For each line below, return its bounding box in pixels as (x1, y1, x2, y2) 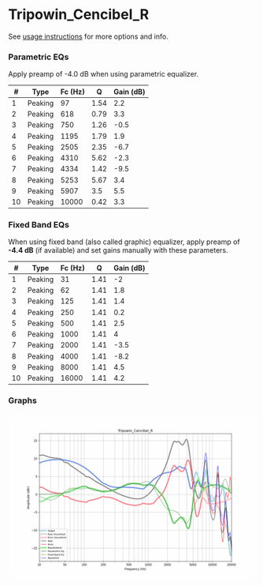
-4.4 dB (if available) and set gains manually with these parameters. (8, 246, 228, 255)
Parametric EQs (8, 51, 69, 62)
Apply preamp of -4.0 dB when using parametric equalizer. (8, 69, 199, 79)
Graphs (8, 395, 37, 406)
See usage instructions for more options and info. (8, 32, 169, 41)
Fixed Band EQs (8, 219, 69, 230)
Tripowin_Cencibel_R (8, 6, 150, 24)
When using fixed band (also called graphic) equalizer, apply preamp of (8, 237, 240, 246)
